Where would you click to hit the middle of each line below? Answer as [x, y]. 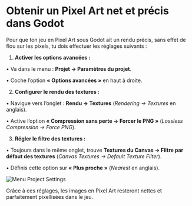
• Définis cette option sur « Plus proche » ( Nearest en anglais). [83, 168]
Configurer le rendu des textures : [57, 91]
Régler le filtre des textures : [50, 138]
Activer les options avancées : [52, 57]
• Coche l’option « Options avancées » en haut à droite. [74, 80]
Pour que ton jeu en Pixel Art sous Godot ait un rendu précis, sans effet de [96, 40]
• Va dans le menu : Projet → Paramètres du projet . [69, 68]
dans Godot [35, 23]
